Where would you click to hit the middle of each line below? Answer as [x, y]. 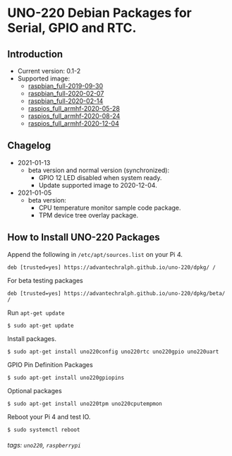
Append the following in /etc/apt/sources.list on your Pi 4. [95, 254]
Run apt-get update [36, 313]
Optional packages [35, 390]
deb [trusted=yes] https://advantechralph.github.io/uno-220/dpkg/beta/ [116, 293]
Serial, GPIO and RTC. [72, 28]
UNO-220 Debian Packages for [99, 13]
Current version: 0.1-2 [49, 71]
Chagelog [29, 146]
